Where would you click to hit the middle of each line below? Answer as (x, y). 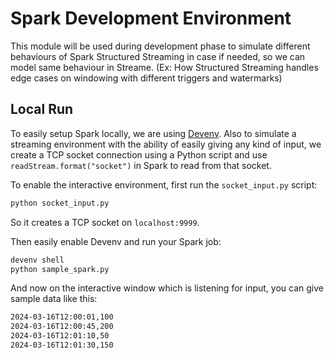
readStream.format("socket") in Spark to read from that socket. (141, 165)
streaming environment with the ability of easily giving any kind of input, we (166, 144)
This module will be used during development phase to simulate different (160, 46)
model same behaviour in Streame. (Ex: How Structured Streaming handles (164, 67)
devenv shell (37, 260)
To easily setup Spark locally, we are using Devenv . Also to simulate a (153, 133)
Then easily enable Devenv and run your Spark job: (116, 241)
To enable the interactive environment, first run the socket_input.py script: (164, 184)
